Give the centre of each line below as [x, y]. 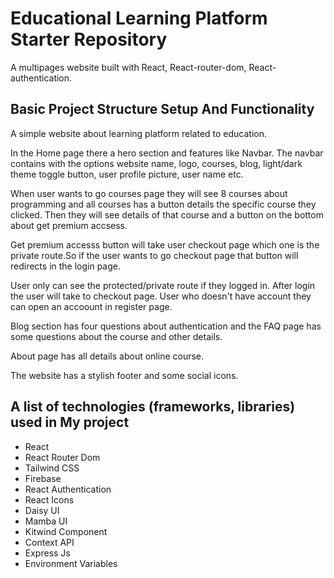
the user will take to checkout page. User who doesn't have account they [161, 296]
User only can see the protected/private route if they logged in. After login [163, 285]
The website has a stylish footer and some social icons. [124, 375]
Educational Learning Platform [139, 18]
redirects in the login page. [66, 266]
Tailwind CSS [52, 468]
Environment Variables [71, 563]
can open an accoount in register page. [91, 306]
